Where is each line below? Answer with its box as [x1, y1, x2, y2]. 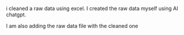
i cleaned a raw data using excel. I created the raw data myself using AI [6, 5, 179, 12]
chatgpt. [6, 11, 26, 18]
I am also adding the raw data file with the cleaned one [6, 23, 139, 29]
